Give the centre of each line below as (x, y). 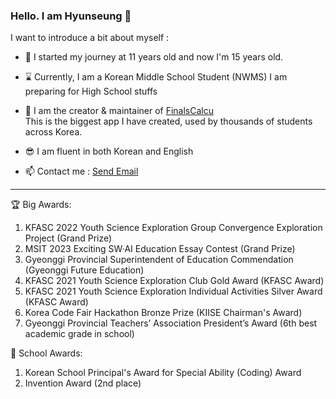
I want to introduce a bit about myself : (90, 38)
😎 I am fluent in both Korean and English (109, 151)
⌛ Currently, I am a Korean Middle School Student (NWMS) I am (156, 77)
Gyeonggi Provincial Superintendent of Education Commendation (159, 260)
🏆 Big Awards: (41, 205)
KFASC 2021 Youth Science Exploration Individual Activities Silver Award (173, 291)
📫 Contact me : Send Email (81, 171)
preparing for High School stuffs (91, 91)
